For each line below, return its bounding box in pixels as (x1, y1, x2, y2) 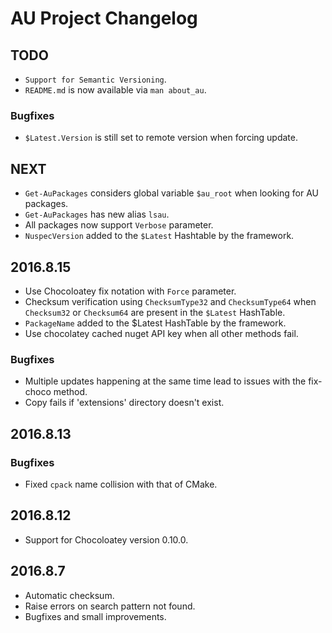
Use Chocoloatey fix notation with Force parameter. (24, 285, 237, 297)
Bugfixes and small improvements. (24, 610, 167, 622)
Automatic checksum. (24, 589, 115, 601)
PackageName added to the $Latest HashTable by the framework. (24, 317, 287, 329)
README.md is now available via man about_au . (24, 84, 207, 96)
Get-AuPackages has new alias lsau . (24, 208, 170, 221)
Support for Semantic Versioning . (24, 73, 167, 85)
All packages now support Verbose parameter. (24, 219, 214, 231)
